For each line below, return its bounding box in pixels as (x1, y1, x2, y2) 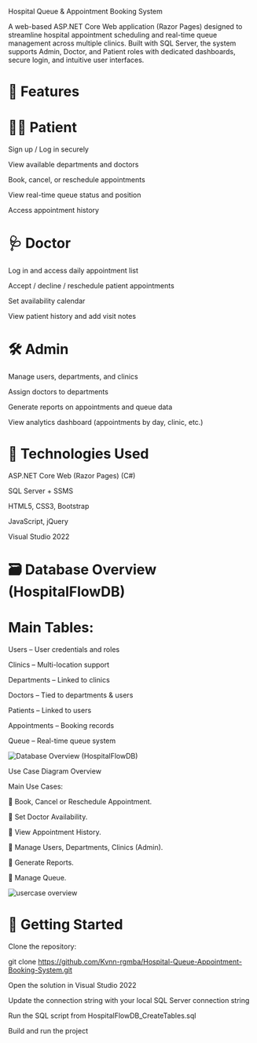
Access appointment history (8, 206, 100, 215)
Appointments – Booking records (8, 721, 115, 730)
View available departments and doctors (8, 160, 139, 170)
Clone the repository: (8, 942, 77, 951)
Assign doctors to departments (8, 387, 108, 396)
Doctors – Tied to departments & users (8, 690, 134, 700)
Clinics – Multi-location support (8, 660, 110, 670)
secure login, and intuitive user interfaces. (8, 55, 145, 64)
